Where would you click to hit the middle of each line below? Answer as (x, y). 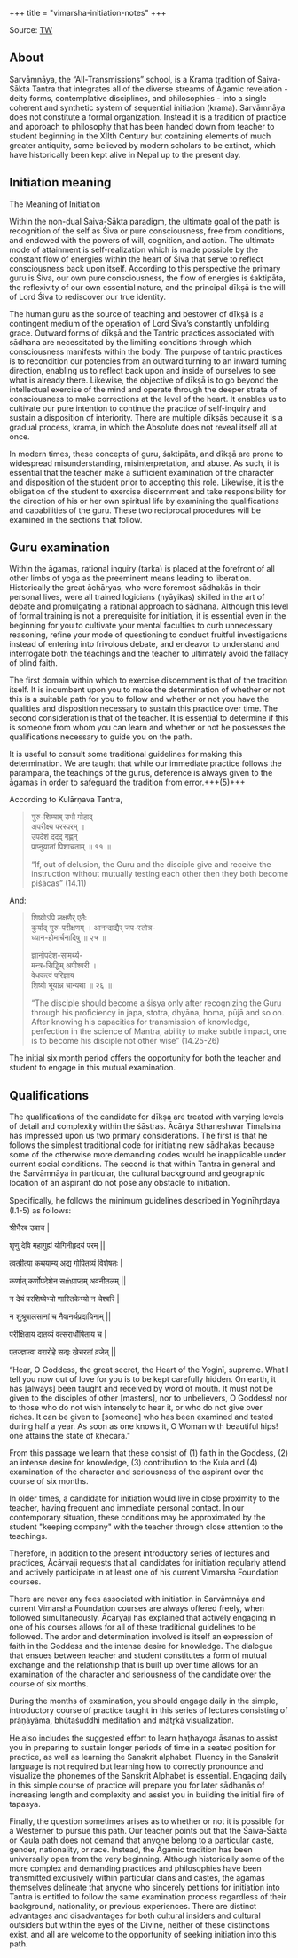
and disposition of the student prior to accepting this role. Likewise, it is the (146, 482)
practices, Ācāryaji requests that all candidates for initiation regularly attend (148, 1563)
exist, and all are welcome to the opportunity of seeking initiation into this (143, 1935)
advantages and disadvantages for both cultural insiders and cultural (135, 1915)
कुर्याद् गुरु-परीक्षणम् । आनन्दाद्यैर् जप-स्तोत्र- (93, 928)
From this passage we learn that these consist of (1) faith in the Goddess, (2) (149, 1453)
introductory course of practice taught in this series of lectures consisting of (149, 1710)
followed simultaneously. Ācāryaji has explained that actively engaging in (143, 1618)
